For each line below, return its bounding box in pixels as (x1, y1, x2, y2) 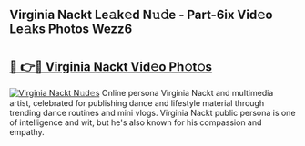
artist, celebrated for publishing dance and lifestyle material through (9, 98, 265, 108)
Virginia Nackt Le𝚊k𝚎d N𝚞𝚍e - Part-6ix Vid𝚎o (9, 7, 273, 23)
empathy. (9, 127, 45, 137)
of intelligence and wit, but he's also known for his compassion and (9, 117, 262, 128)
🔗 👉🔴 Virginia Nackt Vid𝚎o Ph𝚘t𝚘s (9, 59, 212, 74)
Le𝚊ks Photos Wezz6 (9, 22, 133, 37)
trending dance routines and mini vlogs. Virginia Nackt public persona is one (9, 108, 296, 118)
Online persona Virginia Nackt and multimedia (101, 88, 274, 98)
